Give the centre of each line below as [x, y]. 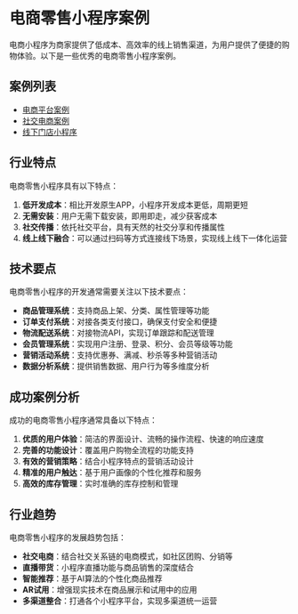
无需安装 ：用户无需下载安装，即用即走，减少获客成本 [120, 215]
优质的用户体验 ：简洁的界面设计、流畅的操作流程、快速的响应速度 [143, 439]
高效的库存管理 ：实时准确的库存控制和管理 [100, 484]
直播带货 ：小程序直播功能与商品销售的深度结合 [108, 567]
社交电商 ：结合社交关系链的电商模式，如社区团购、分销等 [127, 556]
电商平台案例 [45, 109]
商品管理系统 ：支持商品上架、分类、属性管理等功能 [116, 311]
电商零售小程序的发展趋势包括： [68, 537]
